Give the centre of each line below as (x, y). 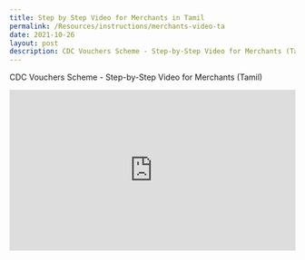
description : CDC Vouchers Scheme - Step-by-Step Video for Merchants (146, 52)
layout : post (34, 43)
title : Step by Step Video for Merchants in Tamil (107, 18)
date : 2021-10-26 (42, 34)
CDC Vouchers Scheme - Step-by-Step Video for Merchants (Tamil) (136, 77)
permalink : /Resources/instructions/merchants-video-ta (117, 26)
